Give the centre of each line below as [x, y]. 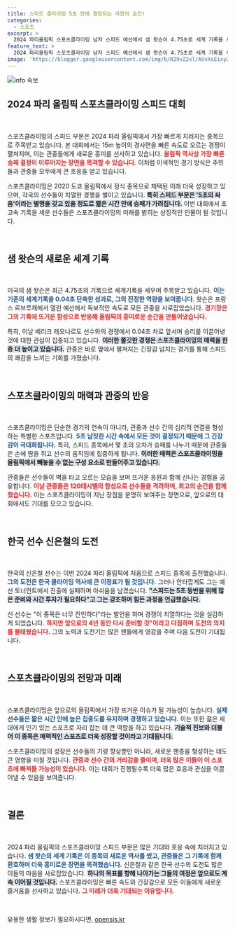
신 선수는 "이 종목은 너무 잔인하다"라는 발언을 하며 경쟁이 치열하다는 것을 [106, 614]
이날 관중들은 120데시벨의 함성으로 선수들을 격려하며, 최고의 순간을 [123, 486]
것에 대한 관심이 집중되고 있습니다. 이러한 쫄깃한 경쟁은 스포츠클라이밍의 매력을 [114, 340]
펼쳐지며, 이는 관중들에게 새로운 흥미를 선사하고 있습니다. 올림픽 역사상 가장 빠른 [116, 153]
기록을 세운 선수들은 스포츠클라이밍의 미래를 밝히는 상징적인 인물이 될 [114, 212]
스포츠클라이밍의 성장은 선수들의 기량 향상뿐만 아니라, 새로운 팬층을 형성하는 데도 [117, 751]
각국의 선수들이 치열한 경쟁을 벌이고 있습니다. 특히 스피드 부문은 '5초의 [118, 195]
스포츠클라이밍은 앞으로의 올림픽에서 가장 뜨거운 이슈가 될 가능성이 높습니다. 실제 [117, 710]
